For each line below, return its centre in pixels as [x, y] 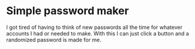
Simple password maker [67, 11]
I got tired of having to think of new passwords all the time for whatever [94, 27]
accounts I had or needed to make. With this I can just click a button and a [97, 33]
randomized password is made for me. [54, 40]
